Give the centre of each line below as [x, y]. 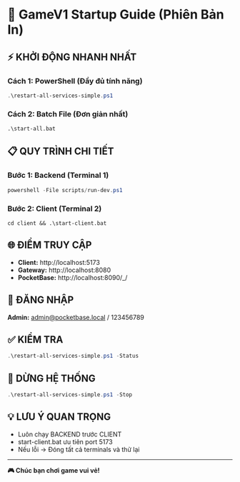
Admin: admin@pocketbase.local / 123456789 [76, 317]
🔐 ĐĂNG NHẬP [41, 300]
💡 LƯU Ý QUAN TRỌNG [59, 417]
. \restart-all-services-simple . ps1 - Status [73, 356]
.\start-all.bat [31, 129]
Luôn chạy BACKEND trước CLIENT [70, 434]
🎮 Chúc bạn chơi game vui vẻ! [54, 470]
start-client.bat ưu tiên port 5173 [65, 441]
